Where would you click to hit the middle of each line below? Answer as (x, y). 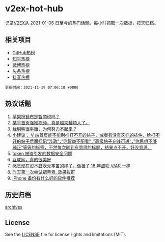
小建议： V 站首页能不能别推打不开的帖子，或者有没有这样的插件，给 (82, 135)
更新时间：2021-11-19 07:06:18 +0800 (42, 87)
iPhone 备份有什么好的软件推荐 (43, 178)
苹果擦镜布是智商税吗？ (36, 117)
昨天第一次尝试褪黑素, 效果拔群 (43, 172)
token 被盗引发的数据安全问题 (42, 153)
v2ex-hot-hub (34, 9)
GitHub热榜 (24, 53)
